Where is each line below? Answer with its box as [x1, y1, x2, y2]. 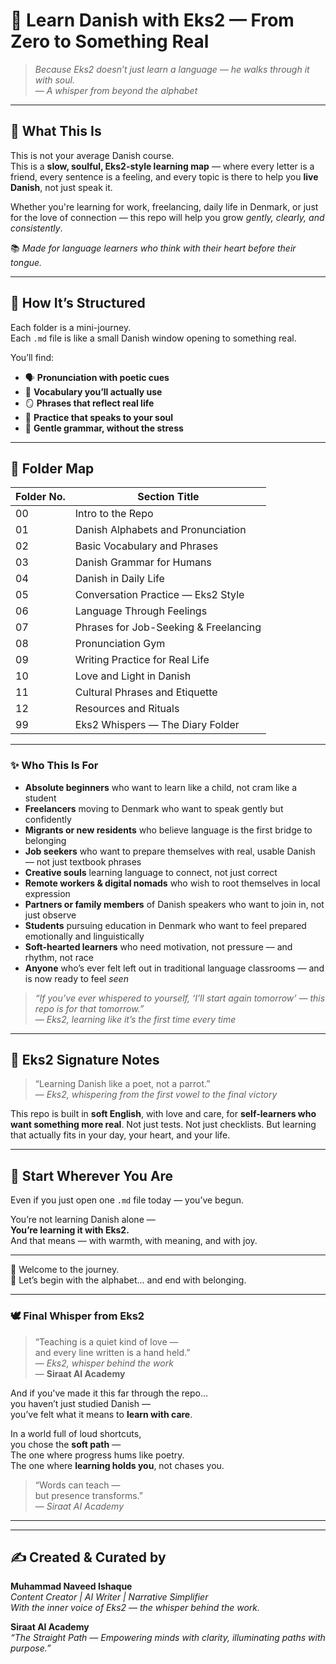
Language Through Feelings [74, 604, 208, 618]
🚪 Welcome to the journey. [10, 1264, 120, 1276]
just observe [24, 909, 77, 921]
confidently [24, 813, 72, 825]
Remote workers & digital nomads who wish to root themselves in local [24, 877, 321, 889]
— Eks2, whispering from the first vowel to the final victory [34, 1089, 278, 1101]
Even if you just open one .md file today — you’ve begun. [10, 1194, 244, 1206]
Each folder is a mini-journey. [10, 321, 132, 333]
